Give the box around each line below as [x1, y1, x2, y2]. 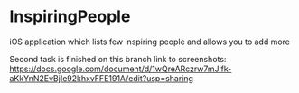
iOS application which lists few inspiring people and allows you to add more [9, 36, 291, 47]
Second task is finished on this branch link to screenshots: [9, 53, 227, 64]
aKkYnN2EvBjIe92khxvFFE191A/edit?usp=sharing [9, 72, 194, 83]
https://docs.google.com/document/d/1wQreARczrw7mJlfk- [9, 63, 232, 74]
